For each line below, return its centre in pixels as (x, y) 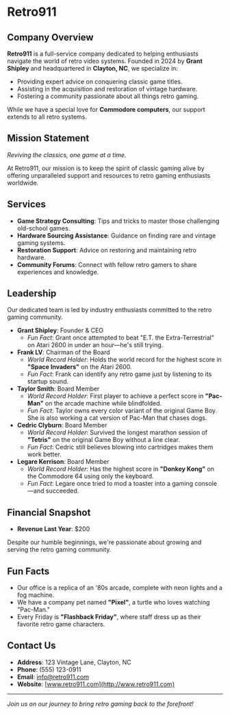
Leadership (32, 293)
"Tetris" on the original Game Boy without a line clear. (103, 440)
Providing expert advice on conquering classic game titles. (100, 82)
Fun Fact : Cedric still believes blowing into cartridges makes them (120, 447)
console (206, 484)
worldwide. (23, 183)
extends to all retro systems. (47, 117)
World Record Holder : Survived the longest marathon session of (117, 432)
